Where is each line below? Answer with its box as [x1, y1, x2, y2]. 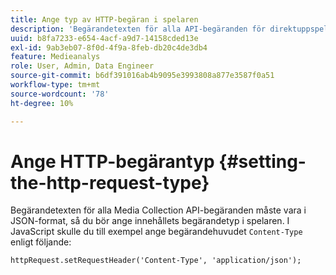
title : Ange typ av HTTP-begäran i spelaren [10, 14, 199, 25]
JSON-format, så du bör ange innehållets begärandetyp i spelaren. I [10, 215, 290, 227]
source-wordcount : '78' [10, 89, 110, 99]
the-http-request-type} [10, 171, 210, 194]
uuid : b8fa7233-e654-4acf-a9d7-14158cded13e [10, 33, 199, 43]
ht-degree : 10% [10, 98, 74, 108]
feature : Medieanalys [10, 52, 101, 62]
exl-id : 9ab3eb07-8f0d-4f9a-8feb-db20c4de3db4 [10, 42, 208, 53]
